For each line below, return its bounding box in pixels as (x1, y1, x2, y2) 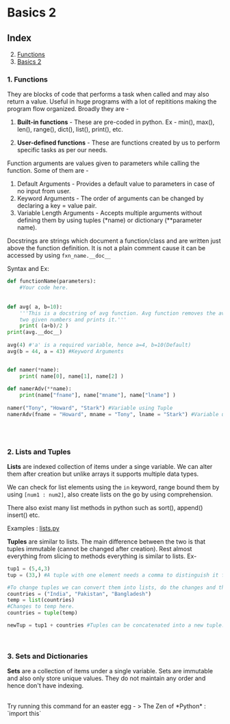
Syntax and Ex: (7, 265, 49, 273)
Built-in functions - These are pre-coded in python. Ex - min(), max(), (16, 118, 215, 126)
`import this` (7, 710, 42, 718)
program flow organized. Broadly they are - (7, 105, 129, 113)
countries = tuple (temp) (7, 610, 78, 616)
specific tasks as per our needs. (16, 146, 108, 154)
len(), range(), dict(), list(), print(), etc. (16, 125, 123, 134)
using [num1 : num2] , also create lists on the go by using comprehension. (7, 490, 214, 498)
